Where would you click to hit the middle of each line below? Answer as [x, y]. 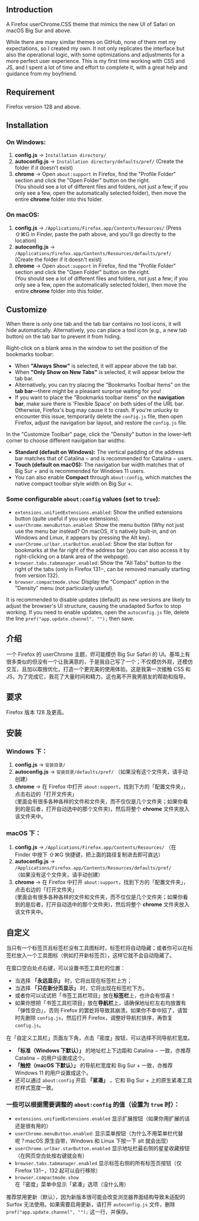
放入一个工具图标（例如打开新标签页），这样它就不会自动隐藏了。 [95, 955]
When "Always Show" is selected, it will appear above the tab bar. [96, 366]
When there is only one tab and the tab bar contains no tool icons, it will [94, 324]
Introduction [30, 10]
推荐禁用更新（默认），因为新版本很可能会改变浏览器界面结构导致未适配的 [96, 1197]
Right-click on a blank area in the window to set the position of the [87, 348]
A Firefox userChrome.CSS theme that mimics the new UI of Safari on [91, 24]
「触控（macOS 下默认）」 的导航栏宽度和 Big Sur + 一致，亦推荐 [94, 1065]
